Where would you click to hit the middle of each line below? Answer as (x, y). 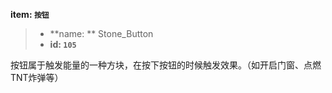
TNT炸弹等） (37, 77)
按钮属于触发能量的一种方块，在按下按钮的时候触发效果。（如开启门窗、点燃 (166, 65)
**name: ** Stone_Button (101, 33)
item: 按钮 (30, 14)
